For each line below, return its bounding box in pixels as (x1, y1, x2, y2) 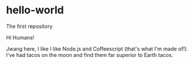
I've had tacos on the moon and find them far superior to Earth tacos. (6, 51, 174, 58)
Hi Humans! (6, 34, 35, 41)
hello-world (6, 3, 65, 17)
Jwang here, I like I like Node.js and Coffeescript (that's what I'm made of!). (6, 45, 189, 52)
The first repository (6, 23, 53, 30)
